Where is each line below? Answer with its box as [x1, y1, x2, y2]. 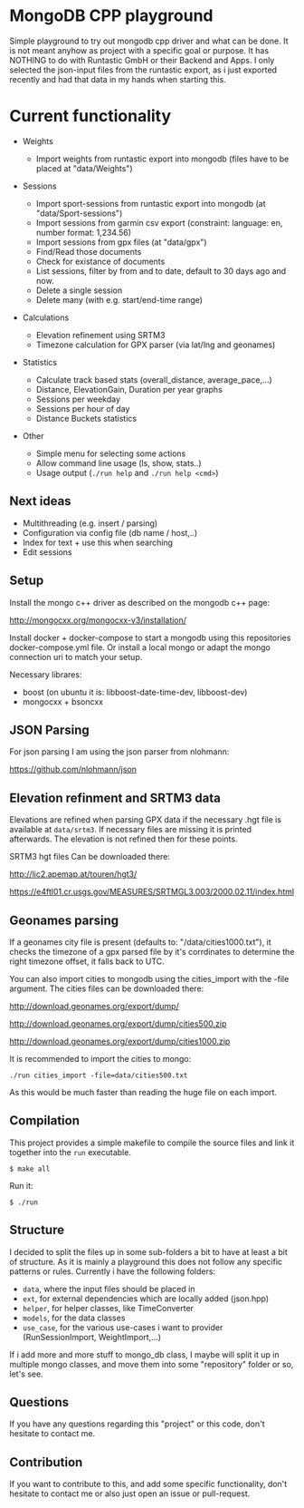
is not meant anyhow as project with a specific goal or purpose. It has [9, 44, 270, 55]
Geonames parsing [9, 912, 119, 928]
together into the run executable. [9, 1146, 131, 1157]
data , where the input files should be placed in [22, 1283, 195, 1294]
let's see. [9, 1368, 43, 1379]
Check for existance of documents [35, 256, 166, 267]
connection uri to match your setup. [9, 651, 143, 662]
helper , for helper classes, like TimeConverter [22, 1302, 195, 1313]
